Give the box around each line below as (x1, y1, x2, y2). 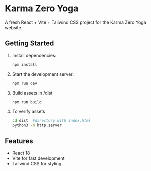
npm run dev (12, 81, 37, 86)
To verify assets (12, 108, 46, 115)
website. (5, 24, 23, 30)
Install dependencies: (12, 52, 57, 58)
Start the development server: (12, 71, 74, 77)
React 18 (12, 150, 30, 156)
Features (5, 137, 33, 145)
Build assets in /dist (12, 90, 53, 96)
